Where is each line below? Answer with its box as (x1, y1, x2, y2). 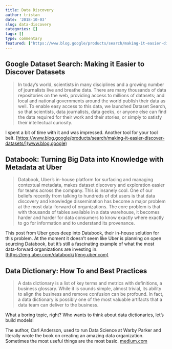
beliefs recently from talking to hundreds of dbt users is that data (17, 193, 155, 199)
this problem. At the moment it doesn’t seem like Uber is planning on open (5, 235, 162, 242)
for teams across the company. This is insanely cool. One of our (17, 187, 153, 193)
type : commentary (5, 36, 42, 41)
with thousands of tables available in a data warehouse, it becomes (17, 209, 160, 215)
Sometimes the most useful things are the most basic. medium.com (5, 338, 147, 344)
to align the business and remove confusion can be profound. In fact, (17, 291, 164, 297)
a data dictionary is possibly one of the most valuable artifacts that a (17, 296, 162, 302)
